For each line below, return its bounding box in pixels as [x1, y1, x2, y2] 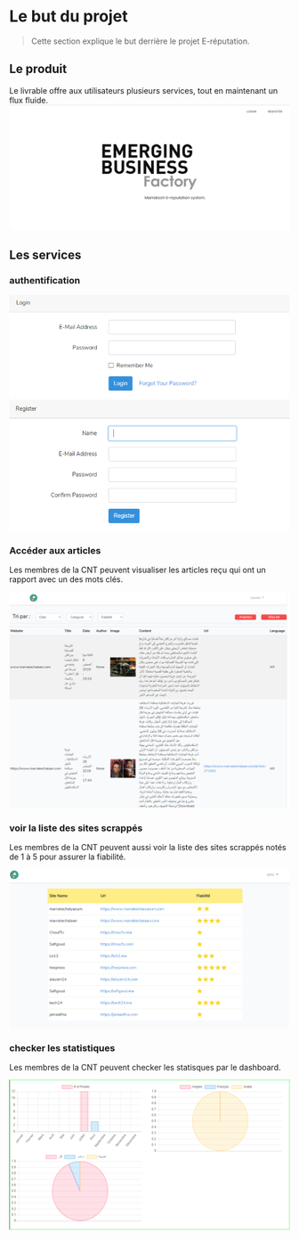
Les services [9, 248, 82, 263]
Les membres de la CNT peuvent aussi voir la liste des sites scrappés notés [9, 842, 287, 853]
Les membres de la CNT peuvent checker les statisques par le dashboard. [9, 1063, 281, 1073]
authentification [9, 274, 81, 286]
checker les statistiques [9, 1041, 116, 1054]
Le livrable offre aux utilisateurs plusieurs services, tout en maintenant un [9, 85, 279, 95]
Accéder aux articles [9, 544, 101, 556]
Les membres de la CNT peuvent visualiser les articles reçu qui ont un [9, 564, 267, 576]
